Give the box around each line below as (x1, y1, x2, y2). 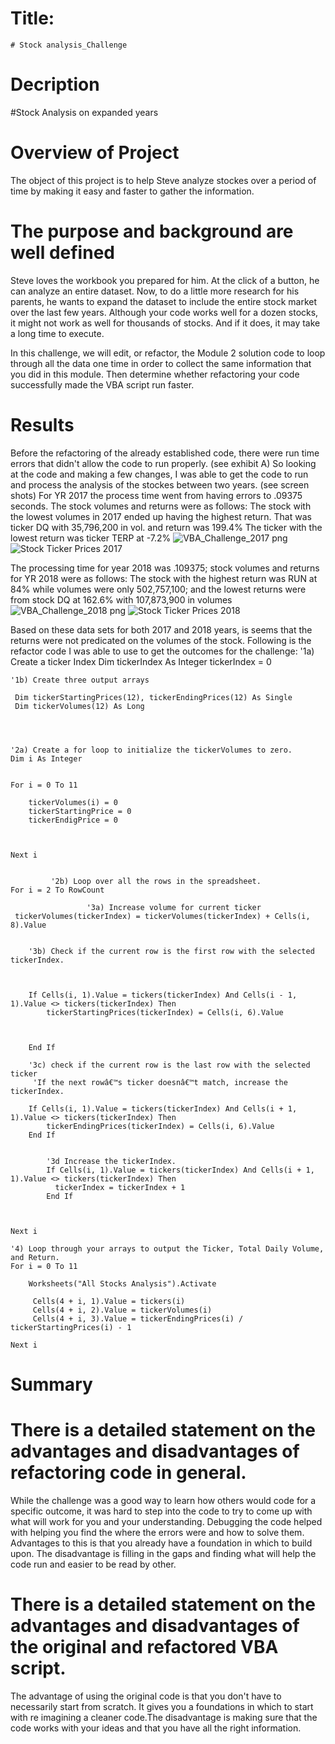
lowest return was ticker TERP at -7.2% (10, 532, 172, 544)
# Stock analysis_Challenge (10, 40, 128, 50)
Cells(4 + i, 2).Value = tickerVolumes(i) (32, 1305, 213, 1315)
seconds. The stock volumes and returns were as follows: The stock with (10, 500, 312, 512)
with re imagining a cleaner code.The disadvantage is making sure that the (10, 1711, 318, 1723)
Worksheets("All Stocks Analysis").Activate (28, 1278, 217, 1289)
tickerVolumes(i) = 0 (28, 797, 118, 807)
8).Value (10, 920, 47, 930)
